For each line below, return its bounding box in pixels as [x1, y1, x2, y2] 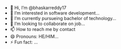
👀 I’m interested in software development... [10, 10, 100, 16]
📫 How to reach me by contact [10, 26, 76, 32]
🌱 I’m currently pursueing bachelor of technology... [10, 15, 116, 21]
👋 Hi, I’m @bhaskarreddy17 [10, 5, 67, 10]
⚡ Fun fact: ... [10, 39, 38, 45]
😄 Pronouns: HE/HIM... [10, 33, 59, 39]
